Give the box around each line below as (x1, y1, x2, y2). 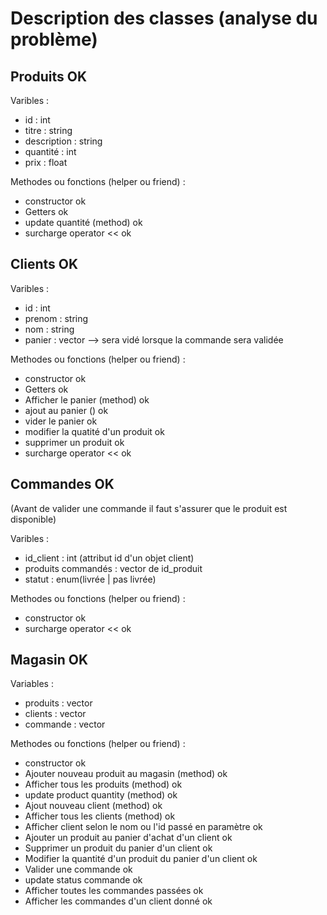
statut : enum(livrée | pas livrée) (24, 573, 157, 585)
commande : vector (24, 718, 106, 731)
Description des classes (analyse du (10, 7, 318, 30)
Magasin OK (10, 652, 89, 669)
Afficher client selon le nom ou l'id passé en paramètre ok (24, 821, 263, 833)
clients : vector (24, 708, 87, 720)
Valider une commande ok (24, 863, 133, 876)
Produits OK (10, 68, 88, 85)
